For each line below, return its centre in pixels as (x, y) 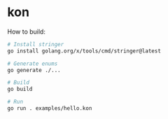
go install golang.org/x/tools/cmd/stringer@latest (84, 51)
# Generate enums (33, 64)
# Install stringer (36, 44)
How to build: (26, 31)
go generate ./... (34, 70)
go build (20, 89)
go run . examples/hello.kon (50, 108)
